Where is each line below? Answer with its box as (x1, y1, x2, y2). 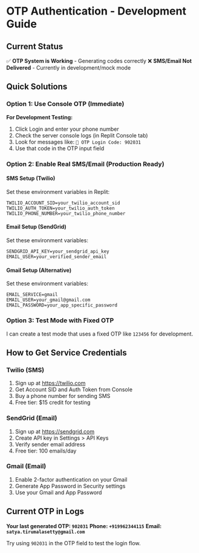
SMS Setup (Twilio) (6, 174, 56, 182)
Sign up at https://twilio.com (15, 380, 86, 387)
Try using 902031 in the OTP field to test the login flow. (6, 539, 141, 546)
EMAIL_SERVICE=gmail (6, 292, 59, 298)
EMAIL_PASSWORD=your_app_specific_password (6, 302, 118, 308)
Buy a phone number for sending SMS (15, 392, 111, 400)
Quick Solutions (6, 82, 68, 92)
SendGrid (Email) (6, 414, 57, 422)
